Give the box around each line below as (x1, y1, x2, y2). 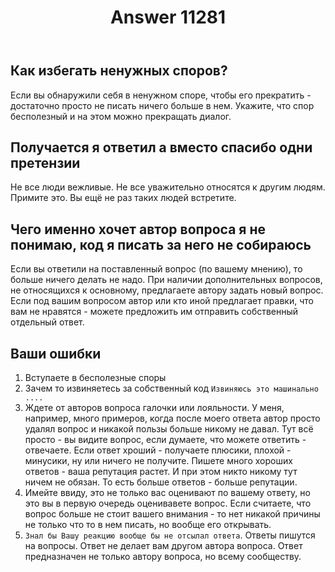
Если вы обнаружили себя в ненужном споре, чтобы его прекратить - (10, 89, 312, 101)
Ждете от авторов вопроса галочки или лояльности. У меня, (24, 402, 285, 414)
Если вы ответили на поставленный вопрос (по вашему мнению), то (10, 263, 303, 275)
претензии (10, 155, 81, 171)
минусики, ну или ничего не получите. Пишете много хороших (24, 455, 293, 467)
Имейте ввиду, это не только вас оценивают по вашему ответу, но (24, 487, 311, 499)
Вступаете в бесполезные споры (24, 372, 167, 384)
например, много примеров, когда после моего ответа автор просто (24, 412, 321, 425)
